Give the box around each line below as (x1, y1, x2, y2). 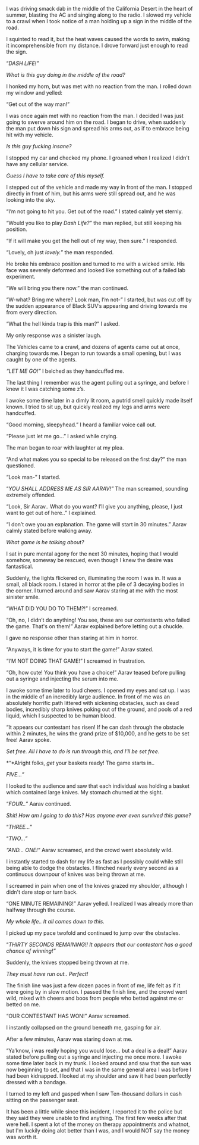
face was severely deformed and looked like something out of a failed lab (6, 267, 186, 273)
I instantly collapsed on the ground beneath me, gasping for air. (6, 1024, 162, 1031)
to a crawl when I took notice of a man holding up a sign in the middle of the (6, 18, 192, 24)
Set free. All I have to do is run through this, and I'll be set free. (6, 748, 160, 755)
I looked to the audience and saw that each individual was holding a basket (6, 782, 190, 790)
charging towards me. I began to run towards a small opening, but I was (6, 350, 182, 357)
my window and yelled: (6, 89, 63, 96)
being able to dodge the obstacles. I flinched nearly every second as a (6, 865, 179, 871)
